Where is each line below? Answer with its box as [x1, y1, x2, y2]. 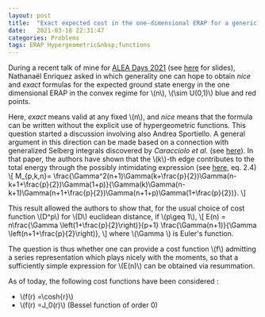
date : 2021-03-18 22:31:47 [8, 26, 105, 34]
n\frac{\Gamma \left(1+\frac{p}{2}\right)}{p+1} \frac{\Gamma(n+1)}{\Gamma [8, 220, 257, 230]
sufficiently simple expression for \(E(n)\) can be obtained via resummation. [8, 261, 255, 271]
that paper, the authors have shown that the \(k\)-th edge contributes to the [8, 154, 255, 164]
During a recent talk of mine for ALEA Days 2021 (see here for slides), [8, 63, 236, 72]
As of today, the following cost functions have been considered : [8, 276, 220, 286]
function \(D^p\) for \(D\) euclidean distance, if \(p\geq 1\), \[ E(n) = [8, 212, 226, 222]
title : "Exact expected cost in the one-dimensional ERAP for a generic [8, 19, 258, 27]
